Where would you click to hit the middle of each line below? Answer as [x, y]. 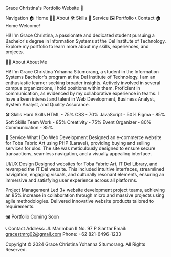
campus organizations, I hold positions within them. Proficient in [73, 88]
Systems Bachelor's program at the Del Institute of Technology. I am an [80, 77]
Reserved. [16, 250]
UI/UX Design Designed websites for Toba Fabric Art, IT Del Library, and [81, 164]
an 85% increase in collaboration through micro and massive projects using [85, 195]
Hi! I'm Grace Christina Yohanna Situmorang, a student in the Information [82, 72]
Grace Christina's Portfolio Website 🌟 [44, 8]
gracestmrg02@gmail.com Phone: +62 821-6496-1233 [63, 234]
